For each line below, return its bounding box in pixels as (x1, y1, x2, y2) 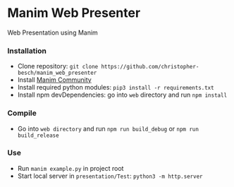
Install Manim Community (17, 76, 92, 84)
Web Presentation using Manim (7, 28, 99, 37)
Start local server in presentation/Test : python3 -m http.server (17, 171, 203, 180)
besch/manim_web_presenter (17, 69, 97, 77)
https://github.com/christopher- (101, 64, 199, 71)
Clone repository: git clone (17, 62, 99, 71)
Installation (7, 46, 47, 56)
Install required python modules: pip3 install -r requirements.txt (17, 83, 214, 92)
